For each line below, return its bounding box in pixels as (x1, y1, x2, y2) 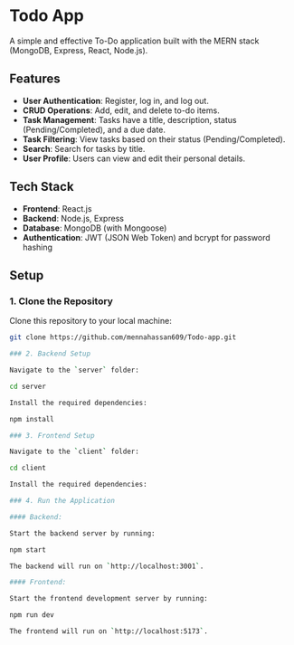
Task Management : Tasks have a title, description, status (22, 114, 237, 125)
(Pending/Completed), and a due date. (22, 124, 166, 135)
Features (9, 71, 61, 87)
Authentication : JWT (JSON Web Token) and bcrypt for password (22, 232, 271, 242)
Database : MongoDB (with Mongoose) (22, 223, 167, 233)
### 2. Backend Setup (9, 349, 91, 358)
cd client (9, 463, 47, 473)
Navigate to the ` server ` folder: (9, 365, 140, 375)
